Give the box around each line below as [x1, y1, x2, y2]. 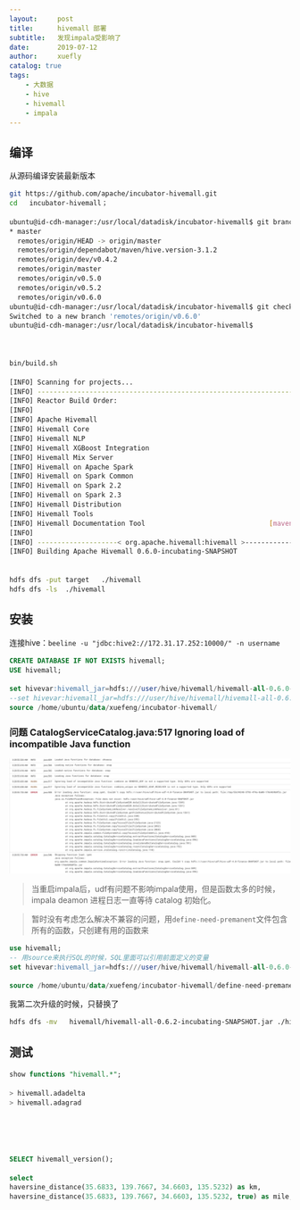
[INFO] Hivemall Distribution [9, 500, 122, 509]
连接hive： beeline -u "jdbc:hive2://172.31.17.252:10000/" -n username [9, 637, 280, 647]
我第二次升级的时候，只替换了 [9, 998, 119, 1009]
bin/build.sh [9, 358, 58, 368]
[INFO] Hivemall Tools [9, 509, 94, 518]
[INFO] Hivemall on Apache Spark [9, 463, 134, 471]
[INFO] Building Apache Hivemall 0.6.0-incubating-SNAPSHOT [9, 547, 238, 556]
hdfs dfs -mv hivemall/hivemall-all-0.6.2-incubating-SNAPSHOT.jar [9, 1018, 274, 1027]
